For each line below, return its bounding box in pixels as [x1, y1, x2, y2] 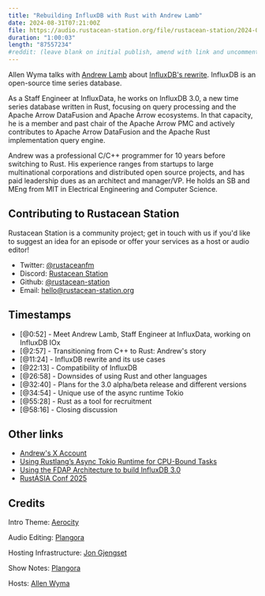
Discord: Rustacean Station [19, 268, 109, 278]
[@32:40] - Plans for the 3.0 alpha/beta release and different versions [19, 380, 247, 389]
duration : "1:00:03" [8, 33, 77, 42]
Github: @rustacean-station [19, 277, 110, 287]
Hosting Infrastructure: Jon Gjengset [8, 548, 128, 557]
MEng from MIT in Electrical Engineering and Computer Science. [8, 185, 218, 193]
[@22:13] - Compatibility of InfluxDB [19, 362, 138, 372]
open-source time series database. [8, 78, 122, 88]
